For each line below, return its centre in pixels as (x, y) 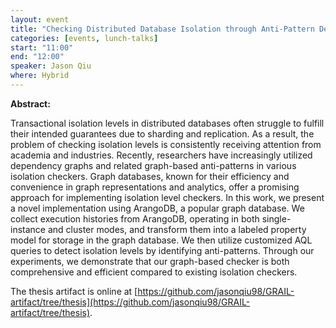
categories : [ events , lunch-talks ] (84, 38)
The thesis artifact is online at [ (74, 291)
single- (276, 218)
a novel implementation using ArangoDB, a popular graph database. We (157, 208)
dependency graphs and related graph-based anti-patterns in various (153, 165)
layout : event (40, 19)
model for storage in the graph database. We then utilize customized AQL (161, 240)
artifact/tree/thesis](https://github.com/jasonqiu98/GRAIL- (130, 302)
